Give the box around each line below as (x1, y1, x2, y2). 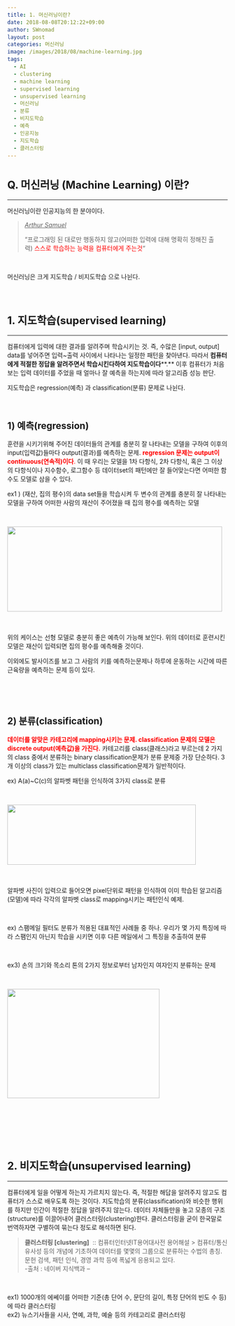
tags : (7, 56, 23, 63)
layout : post (7, 34, 45, 41)
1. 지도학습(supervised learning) (7, 313, 166, 327)
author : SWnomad (7, 26, 55, 33)
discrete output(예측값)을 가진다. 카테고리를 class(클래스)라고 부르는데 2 (7, 744, 210, 752)
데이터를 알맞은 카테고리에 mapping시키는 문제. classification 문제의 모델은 (7, 735, 215, 743)
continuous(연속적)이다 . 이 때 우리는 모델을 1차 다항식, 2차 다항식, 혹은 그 (7, 457, 210, 466)
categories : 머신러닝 (7, 41, 64, 48)
